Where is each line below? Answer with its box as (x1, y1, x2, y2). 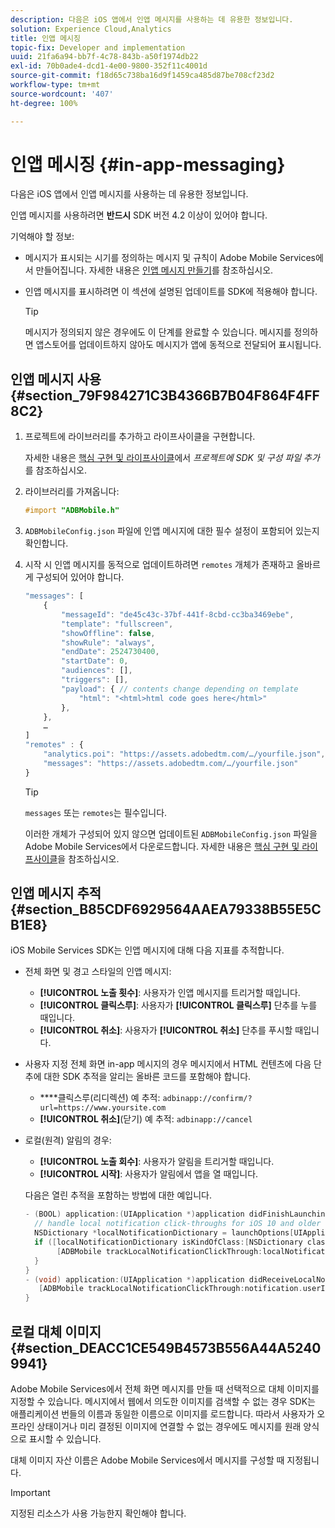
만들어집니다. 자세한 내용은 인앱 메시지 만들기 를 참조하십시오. (35, 264, 274, 276)
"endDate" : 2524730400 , (61, 647, 160, 657)
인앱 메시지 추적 (10, 885, 102, 902)
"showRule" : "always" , (61, 637, 156, 648)
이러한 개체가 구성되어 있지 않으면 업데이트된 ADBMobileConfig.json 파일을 (24, 827, 318, 840)
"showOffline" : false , (61, 628, 156, 638)
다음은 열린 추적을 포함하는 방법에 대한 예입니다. (24, 1189, 212, 1201)
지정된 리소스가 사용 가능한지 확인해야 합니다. (10, 1507, 187, 1519)
